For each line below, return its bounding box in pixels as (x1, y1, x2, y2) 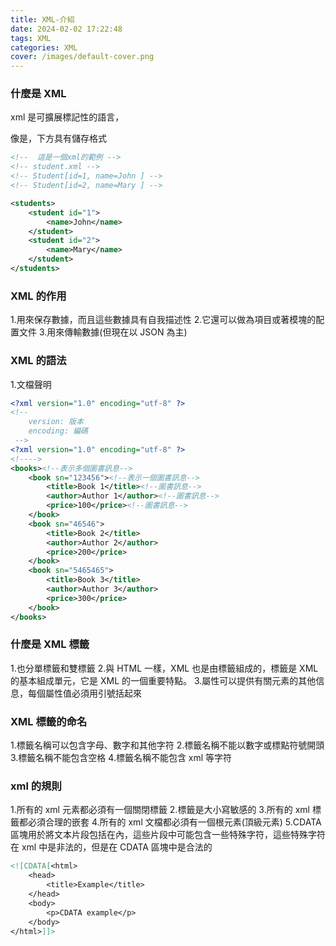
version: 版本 (28, 417, 84, 427)
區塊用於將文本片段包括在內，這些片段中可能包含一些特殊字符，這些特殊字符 (10, 829, 326, 841)
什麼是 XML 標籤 (10, 637, 90, 651)
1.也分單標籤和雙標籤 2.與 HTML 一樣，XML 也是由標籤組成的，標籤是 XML (10, 662, 319, 674)
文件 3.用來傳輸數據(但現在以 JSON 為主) (18, 326, 188, 338)
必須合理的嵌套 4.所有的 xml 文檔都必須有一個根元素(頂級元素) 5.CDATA (27, 816, 322, 828)
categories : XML (10, 42, 78, 53)
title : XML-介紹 (10, 14, 75, 25)
